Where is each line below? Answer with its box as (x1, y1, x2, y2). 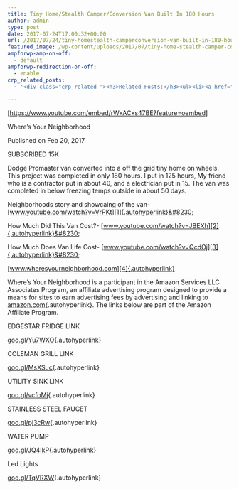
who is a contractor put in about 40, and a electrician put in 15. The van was (7, 179, 230, 188)
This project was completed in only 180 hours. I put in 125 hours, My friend (7, 171, 226, 180)
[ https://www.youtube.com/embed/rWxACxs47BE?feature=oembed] (7, 109, 208, 117)
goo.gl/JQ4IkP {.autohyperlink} (7, 446, 97, 455)
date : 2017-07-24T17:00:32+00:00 (7, 30, 107, 38)
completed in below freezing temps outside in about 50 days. (7, 186, 187, 195)
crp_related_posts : (7, 76, 65, 84)
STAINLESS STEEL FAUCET (7, 404, 88, 413)
